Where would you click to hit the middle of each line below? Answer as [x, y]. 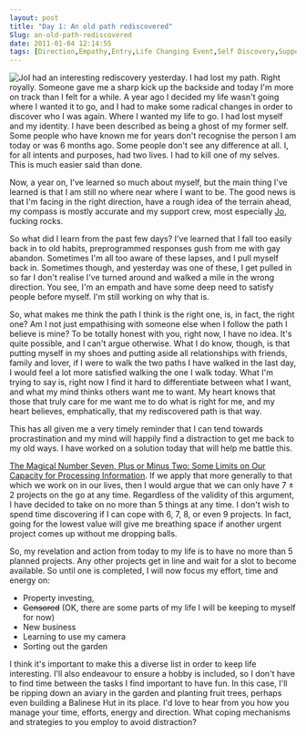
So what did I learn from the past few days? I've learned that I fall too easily [151, 239]
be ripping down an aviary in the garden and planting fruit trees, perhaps [146, 693]
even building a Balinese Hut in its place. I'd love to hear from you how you [149, 703]
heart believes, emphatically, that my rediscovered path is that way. [136, 412]
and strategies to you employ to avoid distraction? [103, 722]
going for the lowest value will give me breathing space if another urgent [146, 524]
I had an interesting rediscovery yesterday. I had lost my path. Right [154, 77]
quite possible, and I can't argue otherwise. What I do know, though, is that [150, 343]
